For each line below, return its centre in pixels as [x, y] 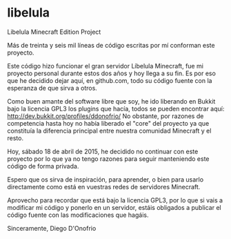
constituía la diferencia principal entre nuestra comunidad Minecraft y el [109, 131]
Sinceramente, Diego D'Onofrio [52, 228]
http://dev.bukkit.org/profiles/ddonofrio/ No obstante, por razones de [106, 116]
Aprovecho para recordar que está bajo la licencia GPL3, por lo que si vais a [115, 200]
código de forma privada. [43, 166]
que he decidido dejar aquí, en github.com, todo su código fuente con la [110, 80]
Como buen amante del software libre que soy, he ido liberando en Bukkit [111, 101]
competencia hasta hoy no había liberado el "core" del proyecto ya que [108, 123]
